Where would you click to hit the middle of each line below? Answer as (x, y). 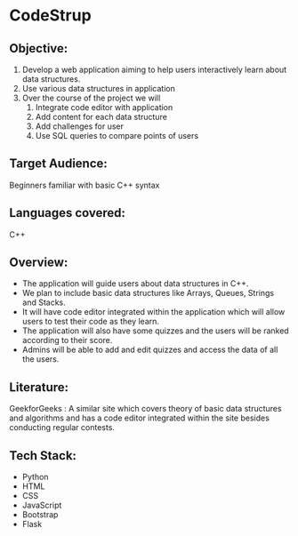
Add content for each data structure (101, 117)
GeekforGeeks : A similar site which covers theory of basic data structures (145, 409)
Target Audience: (59, 164)
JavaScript (42, 505)
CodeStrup (50, 16)
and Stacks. (44, 302)
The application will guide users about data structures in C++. (135, 284)
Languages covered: (68, 213)
